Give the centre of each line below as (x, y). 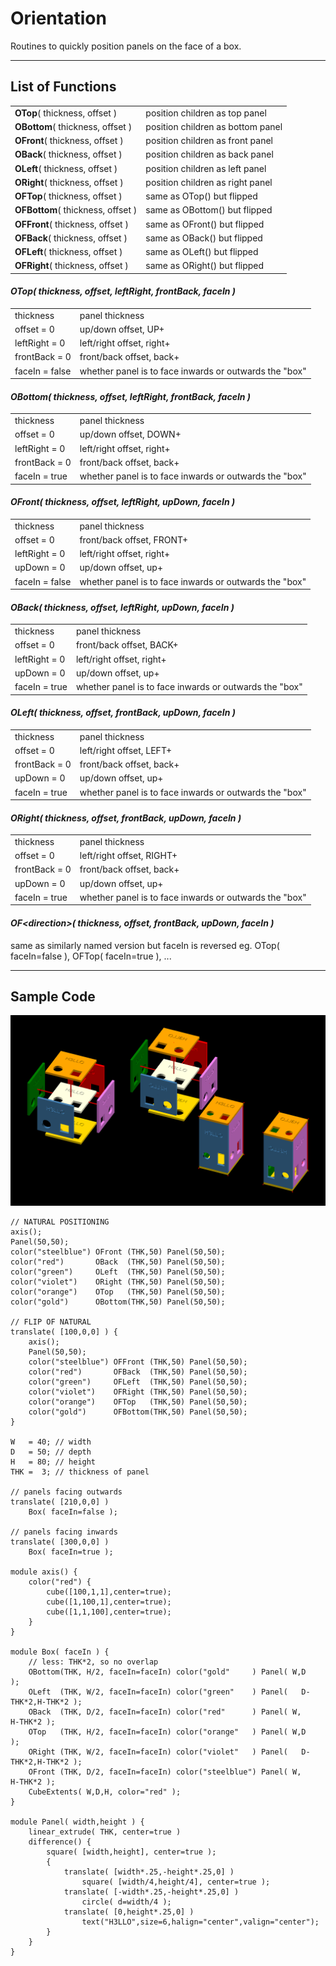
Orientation (58, 18)
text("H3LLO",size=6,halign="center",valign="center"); (200, 1922)
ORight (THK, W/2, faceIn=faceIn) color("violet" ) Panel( (158, 1752)
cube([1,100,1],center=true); (109, 1602)
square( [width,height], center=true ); (131, 1852)
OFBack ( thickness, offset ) (71, 238)
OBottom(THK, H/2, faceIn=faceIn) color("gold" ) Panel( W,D (167, 1672)
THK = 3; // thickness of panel (80, 1472)
